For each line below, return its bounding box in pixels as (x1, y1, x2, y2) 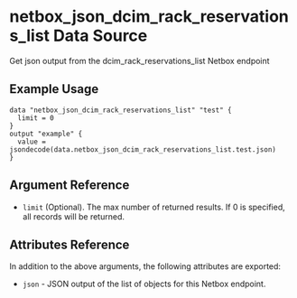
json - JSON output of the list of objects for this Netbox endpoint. (22, 278, 266, 290)
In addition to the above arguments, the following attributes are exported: (9, 261, 282, 272)
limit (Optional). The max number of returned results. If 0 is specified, (22, 201, 286, 212)
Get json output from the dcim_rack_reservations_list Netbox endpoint (9, 55, 270, 66)
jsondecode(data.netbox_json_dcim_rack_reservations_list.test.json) (9, 144, 277, 154)
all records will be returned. (22, 210, 125, 222)
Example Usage (9, 81, 99, 97)
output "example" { (9, 129, 83, 138)
